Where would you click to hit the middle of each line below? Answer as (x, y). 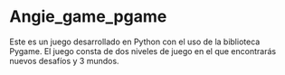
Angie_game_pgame (88, 17)
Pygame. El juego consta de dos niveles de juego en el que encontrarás (143, 51)
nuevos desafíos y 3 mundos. (64, 61)
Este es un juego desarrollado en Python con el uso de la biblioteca (135, 42)
